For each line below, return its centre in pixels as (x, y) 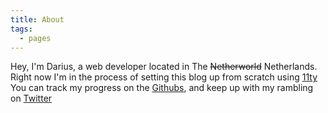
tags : (21, 29)
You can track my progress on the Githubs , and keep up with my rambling (162, 88)
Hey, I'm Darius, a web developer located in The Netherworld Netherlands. (164, 67)
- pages (35, 38)
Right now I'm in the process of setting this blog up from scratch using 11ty (164, 77)
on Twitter (31, 98)
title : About (37, 19)
